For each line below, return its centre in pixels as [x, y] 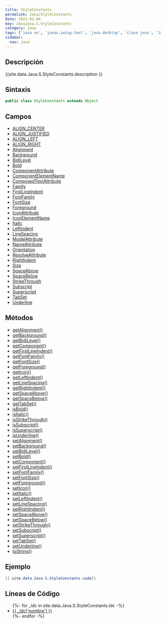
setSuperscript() [29, 535]
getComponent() [29, 346]
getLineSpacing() [30, 382]
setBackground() [29, 446]
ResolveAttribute [29, 255]
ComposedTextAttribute [37, 181]
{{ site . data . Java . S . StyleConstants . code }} [51, 578]
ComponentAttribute [33, 171]
